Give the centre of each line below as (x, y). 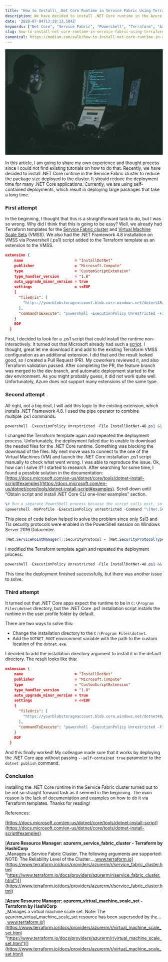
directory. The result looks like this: (41, 659)
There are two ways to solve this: (39, 624)
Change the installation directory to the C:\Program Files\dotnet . (79, 633)
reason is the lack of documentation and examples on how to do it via (77, 798)
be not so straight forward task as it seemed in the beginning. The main (79, 792)
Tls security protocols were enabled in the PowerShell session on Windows (82, 524)
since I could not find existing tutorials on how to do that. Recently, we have (83, 168)
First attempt (21, 207)
